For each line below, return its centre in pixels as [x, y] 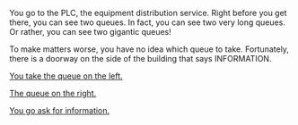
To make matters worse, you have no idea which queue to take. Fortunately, [149, 49]
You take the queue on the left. [66, 76]
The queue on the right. [53, 93]
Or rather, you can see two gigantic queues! [91, 32]
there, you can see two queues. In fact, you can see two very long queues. [147, 22]
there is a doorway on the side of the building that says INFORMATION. [140, 58]
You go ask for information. [60, 110]
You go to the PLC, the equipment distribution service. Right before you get [148, 13]
